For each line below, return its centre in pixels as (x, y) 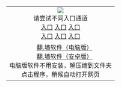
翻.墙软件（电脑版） (64, 47)
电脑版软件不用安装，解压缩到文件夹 (61, 65)
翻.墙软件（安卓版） (64, 56)
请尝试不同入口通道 (61, 18)
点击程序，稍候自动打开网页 (61, 74)
